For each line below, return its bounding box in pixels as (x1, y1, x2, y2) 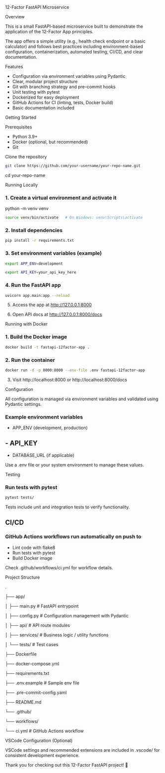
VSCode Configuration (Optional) (5, 737, 73, 743)
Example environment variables (5, 413, 83, 420)
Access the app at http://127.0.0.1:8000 (12, 302, 92, 308)
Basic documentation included (12, 105, 75, 110)
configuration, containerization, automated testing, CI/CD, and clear (5, 49, 144, 55)
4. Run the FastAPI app (5, 282, 61, 289)
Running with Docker (5, 321, 48, 327)
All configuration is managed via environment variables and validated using (5, 396, 159, 402)
